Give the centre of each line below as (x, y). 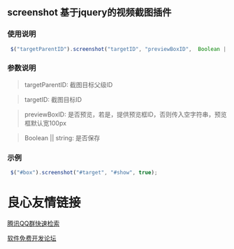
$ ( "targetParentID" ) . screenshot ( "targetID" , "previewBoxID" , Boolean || (120, 49)
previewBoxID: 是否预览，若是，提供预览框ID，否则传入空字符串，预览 (125, 114)
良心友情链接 (44, 203)
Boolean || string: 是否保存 (62, 137)
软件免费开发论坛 (32, 238)
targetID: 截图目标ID (53, 99)
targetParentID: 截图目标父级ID (68, 84)
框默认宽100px (45, 123)
